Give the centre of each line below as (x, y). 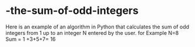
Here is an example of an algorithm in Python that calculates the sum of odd (97, 27)
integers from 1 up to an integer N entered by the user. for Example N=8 (92, 32)
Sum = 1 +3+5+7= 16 (31, 39)
